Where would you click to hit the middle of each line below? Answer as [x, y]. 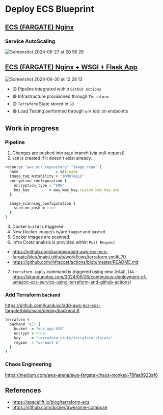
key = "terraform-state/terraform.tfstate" [63, 338]
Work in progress [32, 128]
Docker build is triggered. [39, 226]
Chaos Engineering [28, 364]
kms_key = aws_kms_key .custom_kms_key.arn [67, 190]
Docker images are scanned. [41, 237]
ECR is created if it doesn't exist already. [52, 158]
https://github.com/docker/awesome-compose [60, 407]
